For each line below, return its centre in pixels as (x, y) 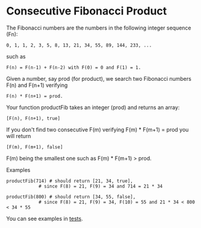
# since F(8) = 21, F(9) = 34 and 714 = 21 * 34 (100, 186)
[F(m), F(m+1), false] (35, 147)
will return (19, 136)
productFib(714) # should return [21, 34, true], (70, 181)
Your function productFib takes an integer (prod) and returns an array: (93, 107)
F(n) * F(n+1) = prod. (35, 96)
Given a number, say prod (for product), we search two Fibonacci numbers (99, 78)
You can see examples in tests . (45, 218)
